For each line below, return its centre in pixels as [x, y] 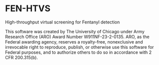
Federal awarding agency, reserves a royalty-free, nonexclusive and [74, 42]
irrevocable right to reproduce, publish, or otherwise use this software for [79, 47]
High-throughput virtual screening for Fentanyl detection [63, 22]
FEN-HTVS [28, 9]
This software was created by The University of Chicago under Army [75, 31]
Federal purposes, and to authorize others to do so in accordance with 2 [78, 52]
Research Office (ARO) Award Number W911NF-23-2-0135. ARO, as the [77, 37]
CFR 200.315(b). [22, 57]
